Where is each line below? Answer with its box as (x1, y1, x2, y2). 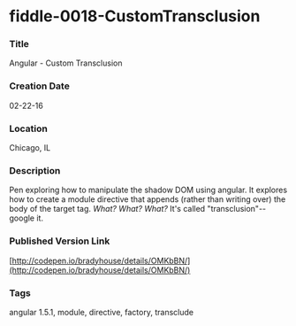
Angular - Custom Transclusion (9, 58, 123, 68)
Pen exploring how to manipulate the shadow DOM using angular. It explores (9, 184, 288, 196)
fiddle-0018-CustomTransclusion (9, 6, 261, 27)
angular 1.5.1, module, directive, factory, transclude (9, 307, 194, 317)
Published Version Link (9, 235, 110, 247)
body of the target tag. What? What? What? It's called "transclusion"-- (9, 204, 267, 214)
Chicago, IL (9, 143, 51, 153)
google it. (9, 213, 44, 223)
